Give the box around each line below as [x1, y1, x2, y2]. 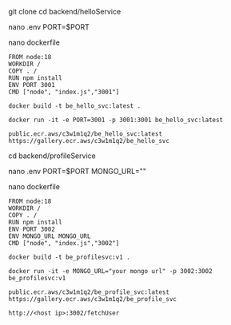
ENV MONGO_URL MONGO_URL [8, 232, 91, 240]
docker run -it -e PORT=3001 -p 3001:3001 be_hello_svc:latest [8, 116, 224, 124]
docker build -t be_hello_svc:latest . [8, 102, 141, 110]
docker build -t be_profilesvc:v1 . [8, 253, 130, 261]
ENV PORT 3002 [8, 225, 56, 233]
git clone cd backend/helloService [8, 7, 121, 16]
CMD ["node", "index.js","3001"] [8, 88, 120, 96]
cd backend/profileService [8, 151, 96, 161]
